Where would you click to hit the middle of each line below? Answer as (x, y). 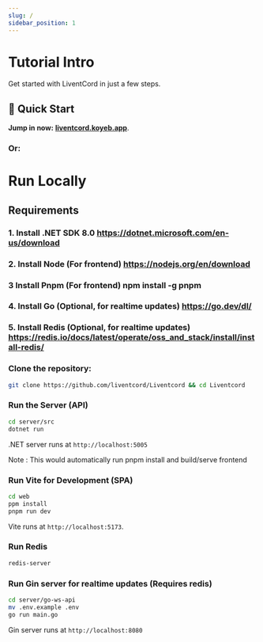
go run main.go (33, 614)
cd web (19, 496)
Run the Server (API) (48, 405)
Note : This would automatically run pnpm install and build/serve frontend (128, 459)
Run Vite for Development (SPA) (71, 480)
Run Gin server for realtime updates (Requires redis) (110, 583)
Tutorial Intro (51, 62)
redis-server (30, 563)
